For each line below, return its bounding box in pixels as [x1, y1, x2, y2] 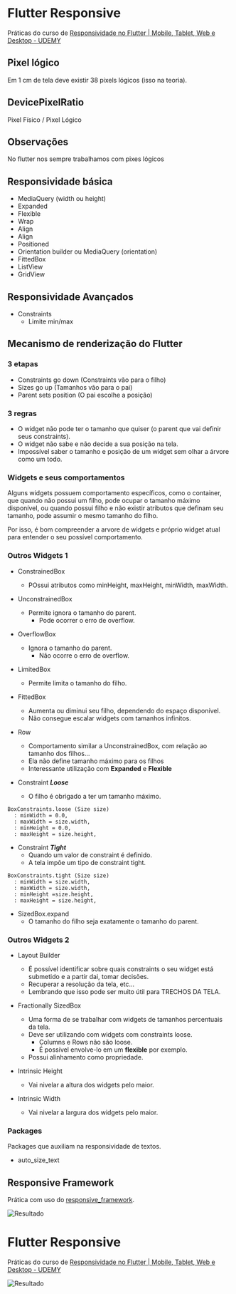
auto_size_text [17, 1156, 60, 1164]
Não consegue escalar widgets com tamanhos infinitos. [28, 714, 192, 723]
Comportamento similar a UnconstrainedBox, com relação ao [28, 741, 208, 750]
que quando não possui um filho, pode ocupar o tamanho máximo [7, 497, 200, 505]
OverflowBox [17, 629, 56, 638]
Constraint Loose [17, 778, 69, 787]
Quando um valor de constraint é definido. [28, 850, 153, 859]
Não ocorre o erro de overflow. [38, 651, 130, 660]
